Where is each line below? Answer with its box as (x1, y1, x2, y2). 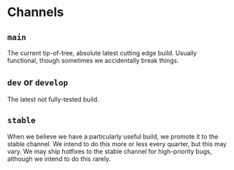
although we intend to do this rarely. (7, 155, 111, 163)
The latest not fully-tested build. (7, 95, 99, 104)
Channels (7, 4, 64, 20)
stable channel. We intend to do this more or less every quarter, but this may (7, 139, 227, 148)
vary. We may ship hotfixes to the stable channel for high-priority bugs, (7, 147, 212, 155)
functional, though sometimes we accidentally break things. (7, 57, 180, 64)
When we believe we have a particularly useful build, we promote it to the (7, 132, 219, 141)
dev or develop (7, 76, 68, 88)
